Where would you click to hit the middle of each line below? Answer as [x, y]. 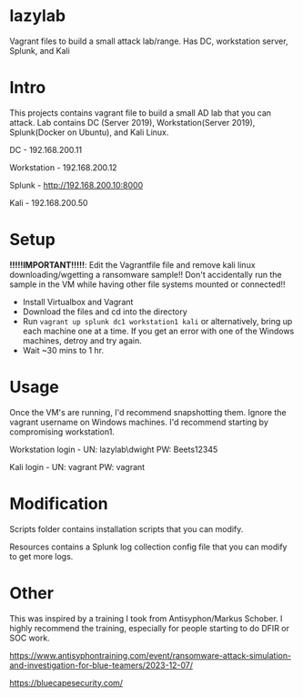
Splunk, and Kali [40, 50]
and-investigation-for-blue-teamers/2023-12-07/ [101, 665]
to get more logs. [41, 556]
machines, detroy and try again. [82, 340]
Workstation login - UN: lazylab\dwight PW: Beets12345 [114, 449]
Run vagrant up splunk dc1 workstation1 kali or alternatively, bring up [157, 321]
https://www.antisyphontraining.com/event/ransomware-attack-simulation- [151, 655]
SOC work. [30, 638]
